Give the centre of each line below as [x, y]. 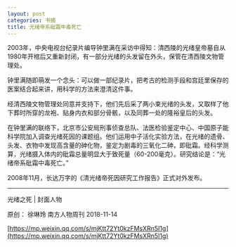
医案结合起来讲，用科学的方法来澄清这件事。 [72, 89]
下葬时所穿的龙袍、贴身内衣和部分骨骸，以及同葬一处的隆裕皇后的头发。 [112, 113]
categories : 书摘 [32, 20]
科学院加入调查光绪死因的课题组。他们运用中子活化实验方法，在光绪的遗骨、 [118, 137]
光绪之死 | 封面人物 [35, 199]
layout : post [26, 14]
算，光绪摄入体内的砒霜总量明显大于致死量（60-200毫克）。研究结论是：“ [113, 154]
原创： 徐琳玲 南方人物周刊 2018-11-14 [63, 215]
